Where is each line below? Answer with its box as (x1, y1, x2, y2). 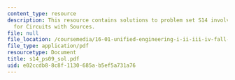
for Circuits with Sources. (13, 23, 96, 30)
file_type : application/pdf (7, 42, 90, 49)
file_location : (7, 36, 52, 43)
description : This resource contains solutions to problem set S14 (7, 17, 208, 24)
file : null (7, 29, 39, 37)
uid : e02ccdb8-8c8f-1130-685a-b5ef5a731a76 (7, 62, 136, 69)
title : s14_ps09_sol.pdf (7, 56, 80, 63)
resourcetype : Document (7, 49, 77, 56)
